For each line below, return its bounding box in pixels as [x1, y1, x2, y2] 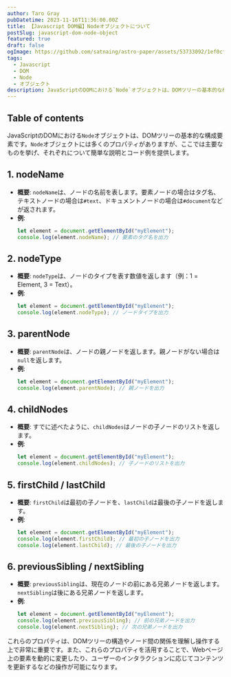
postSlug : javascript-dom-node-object [7, 29, 118, 36]
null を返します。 [16, 355, 66, 364]
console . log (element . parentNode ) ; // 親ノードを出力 [16, 384, 164, 392]
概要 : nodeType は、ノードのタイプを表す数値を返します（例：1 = [16, 272, 198, 280]
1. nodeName [7, 169, 64, 181]
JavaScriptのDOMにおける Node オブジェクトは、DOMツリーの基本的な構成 [7, 131, 217, 140]
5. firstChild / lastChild [7, 479, 106, 491]
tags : [7, 55, 23, 62]
